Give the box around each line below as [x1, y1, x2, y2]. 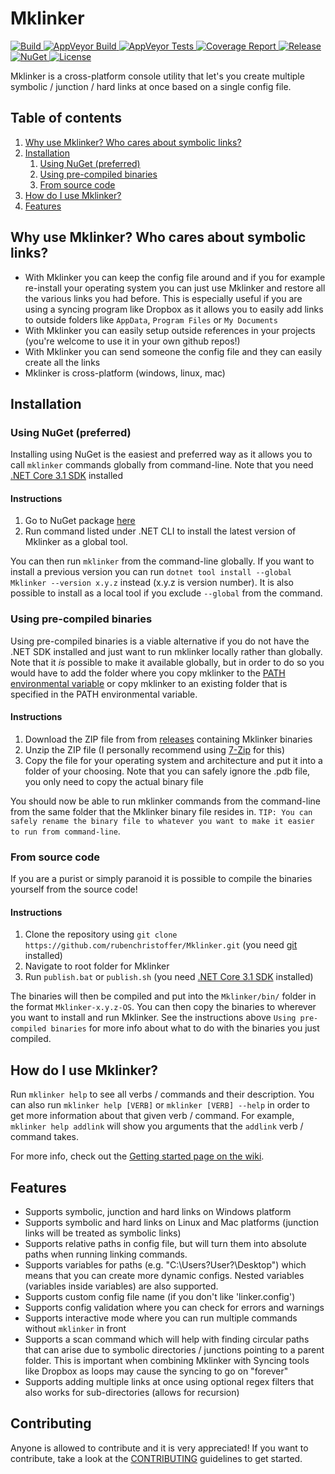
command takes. [10, 1131, 80, 1143]
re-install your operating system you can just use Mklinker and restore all [24, 282, 326, 294]
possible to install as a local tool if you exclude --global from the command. [10, 587, 323, 599]
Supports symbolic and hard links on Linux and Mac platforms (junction [24, 1217, 319, 1229]
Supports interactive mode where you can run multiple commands [24, 1312, 298, 1324]
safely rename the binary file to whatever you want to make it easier [10, 816, 315, 826]
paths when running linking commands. [24, 1248, 188, 1261]
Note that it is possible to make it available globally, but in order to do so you [10, 656, 325, 668]
